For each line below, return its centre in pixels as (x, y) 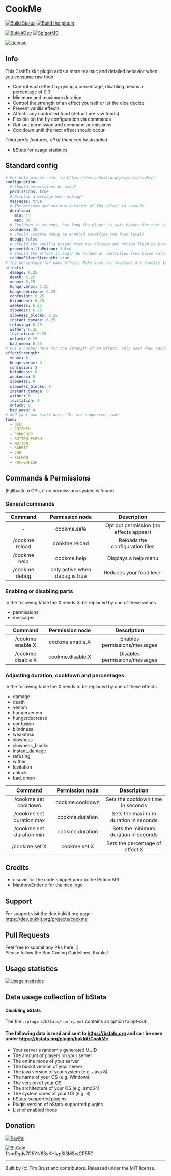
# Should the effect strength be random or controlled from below (82, 253)
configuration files (133, 547)
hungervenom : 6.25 (30, 286)
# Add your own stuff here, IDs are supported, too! (62, 415)
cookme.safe (71, 529)
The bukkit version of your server (48, 1066)
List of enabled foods (35, 1110)
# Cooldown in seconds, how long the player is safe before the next (85, 225)
